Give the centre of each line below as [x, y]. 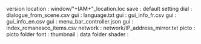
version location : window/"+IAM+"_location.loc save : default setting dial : [99, 9]
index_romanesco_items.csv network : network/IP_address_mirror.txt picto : [101, 28]
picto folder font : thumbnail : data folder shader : [68, 34]
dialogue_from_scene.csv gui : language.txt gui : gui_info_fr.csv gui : [91, 15]
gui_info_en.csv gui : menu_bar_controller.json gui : [70, 21]
